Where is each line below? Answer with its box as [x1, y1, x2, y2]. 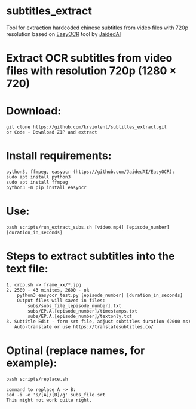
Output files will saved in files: [17, 298, 106, 304]
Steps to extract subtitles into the [6, 250, 175, 263]
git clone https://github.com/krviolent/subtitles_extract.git [6, 124, 167, 130]
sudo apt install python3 [6, 174, 71, 180]
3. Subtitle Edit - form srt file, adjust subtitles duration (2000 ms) [6, 319, 191, 325]
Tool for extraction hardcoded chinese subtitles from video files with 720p [6, 24, 189, 31]
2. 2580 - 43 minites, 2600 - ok [6, 287, 90, 293]
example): [6, 356, 57, 370]
